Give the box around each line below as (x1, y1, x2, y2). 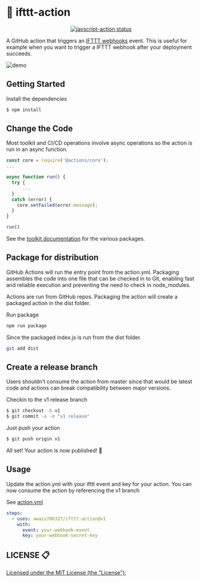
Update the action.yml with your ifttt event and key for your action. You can (6, 480, 192, 487)
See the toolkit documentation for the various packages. (6, 235, 145, 242)
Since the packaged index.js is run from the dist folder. (6, 334, 142, 341)
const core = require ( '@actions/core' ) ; (6, 157, 109, 163)
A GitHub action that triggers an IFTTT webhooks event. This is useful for (6, 37, 187, 44)
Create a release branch (6, 362, 98, 373)
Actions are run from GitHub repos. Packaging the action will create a (6, 293, 178, 300)
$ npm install (6, 107, 42, 113)
